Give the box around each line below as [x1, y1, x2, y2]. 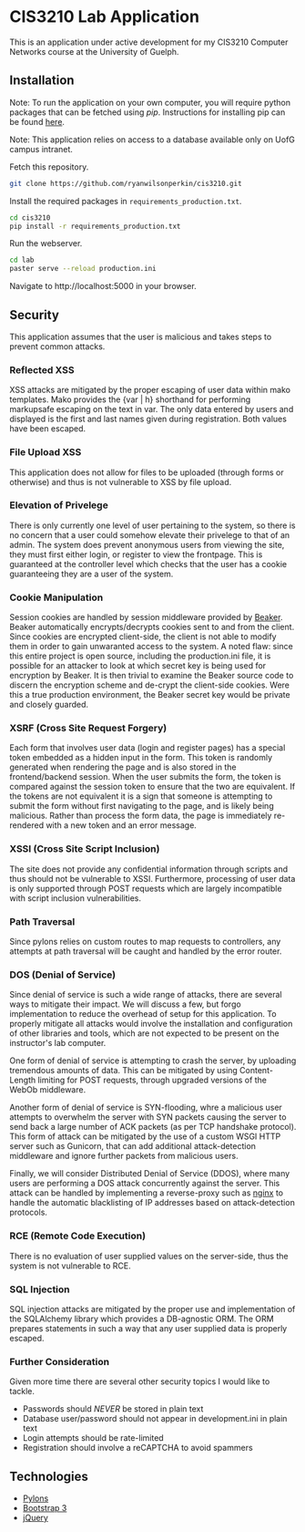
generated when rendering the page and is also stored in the [9, 761, 237, 772]
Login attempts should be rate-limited [22, 1433, 164, 1444]
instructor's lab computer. [9, 1038, 107, 1049]
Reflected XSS [9, 363, 75, 376]
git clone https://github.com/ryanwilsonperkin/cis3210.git [9, 179, 243, 188]
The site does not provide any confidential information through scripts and [9, 864, 289, 875]
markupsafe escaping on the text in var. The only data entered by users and [9, 404, 294, 415]
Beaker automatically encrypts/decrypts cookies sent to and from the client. [9, 622, 295, 633]
